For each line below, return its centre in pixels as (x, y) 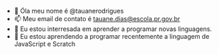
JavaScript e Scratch (45, 44)
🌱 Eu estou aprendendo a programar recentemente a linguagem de (112, 36)
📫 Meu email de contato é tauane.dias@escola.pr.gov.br (97, 19)
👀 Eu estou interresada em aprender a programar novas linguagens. (113, 29)
